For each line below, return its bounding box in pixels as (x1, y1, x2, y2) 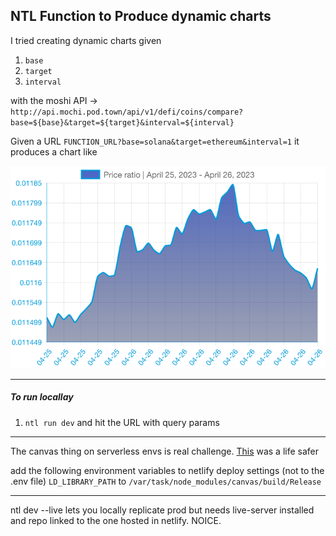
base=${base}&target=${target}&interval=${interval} (10, 117, 235, 128)
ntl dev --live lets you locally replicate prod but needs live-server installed (10, 504, 315, 516)
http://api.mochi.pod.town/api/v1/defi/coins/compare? (10, 107, 244, 117)
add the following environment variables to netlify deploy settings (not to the (10, 464, 325, 476)
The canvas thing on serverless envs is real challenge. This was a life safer (10, 445, 320, 457)
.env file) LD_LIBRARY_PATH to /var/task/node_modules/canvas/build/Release (10, 475, 322, 487)
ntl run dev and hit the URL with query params (24, 416, 220, 428)
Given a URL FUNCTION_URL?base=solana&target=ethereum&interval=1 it (10, 135, 300, 147)
